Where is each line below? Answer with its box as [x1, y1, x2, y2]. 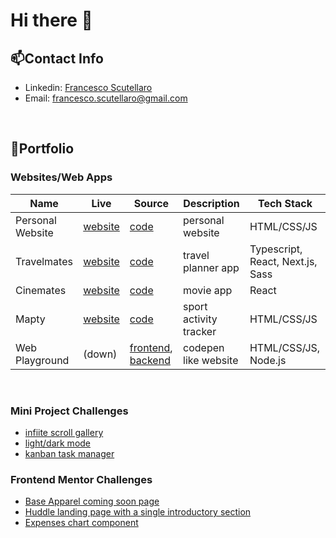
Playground [15, 353, 70, 367]
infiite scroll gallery [24, 426, 104, 438]
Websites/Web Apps [10, 170, 113, 184]
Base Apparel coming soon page [24, 495, 160, 508]
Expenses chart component [24, 517, 139, 529]
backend [129, 353, 171, 367]
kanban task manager [24, 447, 115, 459]
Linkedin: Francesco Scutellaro [24, 82, 153, 93]
